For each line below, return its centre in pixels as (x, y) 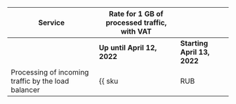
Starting (194, 43)
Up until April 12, (128, 47)
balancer (25, 90)
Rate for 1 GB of (136, 14)
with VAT (136, 31)
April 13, (195, 52)
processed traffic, (136, 22)
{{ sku (109, 81)
